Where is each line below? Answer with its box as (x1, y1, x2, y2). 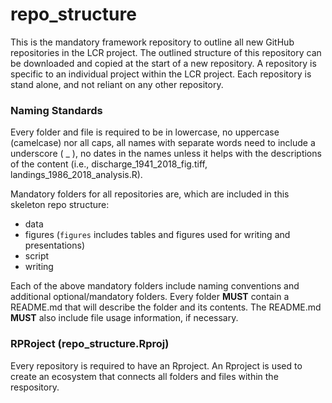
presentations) (24, 239, 86, 252)
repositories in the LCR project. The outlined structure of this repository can (10, 46, 322, 58)
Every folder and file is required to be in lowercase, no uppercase (10, 126, 280, 138)
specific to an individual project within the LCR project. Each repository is (10, 68, 312, 80)
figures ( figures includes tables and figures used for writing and (24, 229, 291, 241)
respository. (10, 381, 60, 393)
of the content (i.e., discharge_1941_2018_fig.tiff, (10, 158, 208, 170)
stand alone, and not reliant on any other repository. (10, 78, 224, 90)
